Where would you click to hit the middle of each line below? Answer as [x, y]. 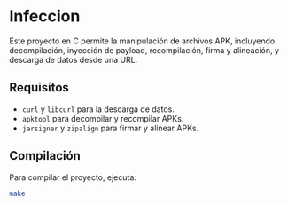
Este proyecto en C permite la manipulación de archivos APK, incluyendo [142, 41]
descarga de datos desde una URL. [74, 59]
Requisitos [39, 87]
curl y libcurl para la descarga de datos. [98, 109]
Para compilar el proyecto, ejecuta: [73, 177]
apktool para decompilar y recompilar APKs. [103, 118]
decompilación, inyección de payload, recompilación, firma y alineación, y [144, 50]
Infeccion [45, 16]
